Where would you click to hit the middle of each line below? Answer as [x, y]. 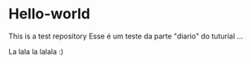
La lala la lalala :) [36, 51]
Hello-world [50, 14]
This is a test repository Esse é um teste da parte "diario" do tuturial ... [126, 36]
